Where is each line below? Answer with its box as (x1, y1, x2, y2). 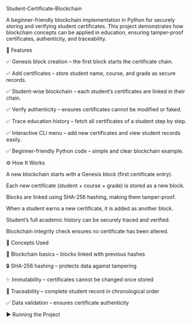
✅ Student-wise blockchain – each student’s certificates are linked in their (6, 88, 186, 95)
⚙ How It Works (6, 159, 45, 166)
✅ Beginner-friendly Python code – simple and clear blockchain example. (6, 147, 184, 154)
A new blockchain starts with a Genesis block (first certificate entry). (6, 171, 173, 177)
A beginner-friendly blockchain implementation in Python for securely (6, 16, 176, 23)
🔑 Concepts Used (6, 239, 49, 246)
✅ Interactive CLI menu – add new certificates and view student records (6, 130, 181, 136)
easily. (6, 136, 22, 143)
